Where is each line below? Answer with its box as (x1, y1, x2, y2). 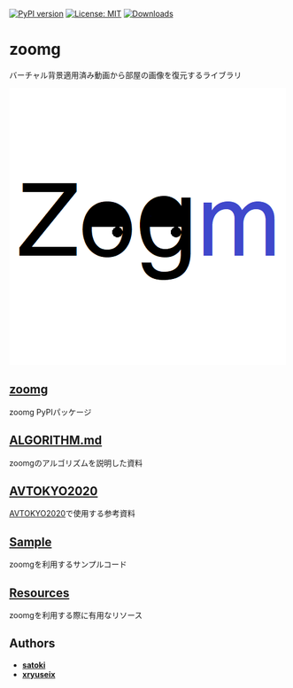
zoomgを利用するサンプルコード (9, 559, 127, 570)
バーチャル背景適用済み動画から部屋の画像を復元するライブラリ (9, 69, 242, 80)
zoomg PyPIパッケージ (9, 406, 92, 417)
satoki (21, 660, 46, 670)
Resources (9, 585, 70, 600)
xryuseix (21, 669, 56, 679)
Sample (9, 534, 52, 549)
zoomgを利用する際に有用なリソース (9, 610, 143, 620)
